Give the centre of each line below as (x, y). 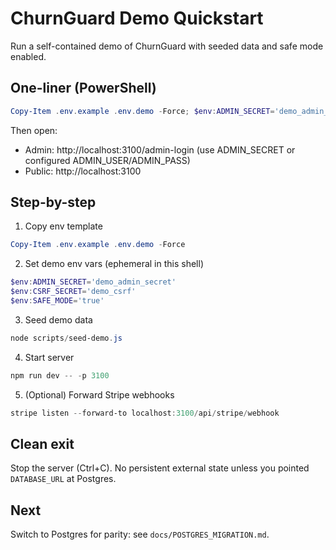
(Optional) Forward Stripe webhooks (99, 394)
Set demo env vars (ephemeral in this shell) (114, 264)
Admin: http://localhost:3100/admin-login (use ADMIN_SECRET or (160, 149)
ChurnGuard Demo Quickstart (137, 18)
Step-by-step (53, 202)
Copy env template (63, 226)
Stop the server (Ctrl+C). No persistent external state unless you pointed (160, 468)
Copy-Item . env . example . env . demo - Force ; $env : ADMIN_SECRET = (142, 111)
